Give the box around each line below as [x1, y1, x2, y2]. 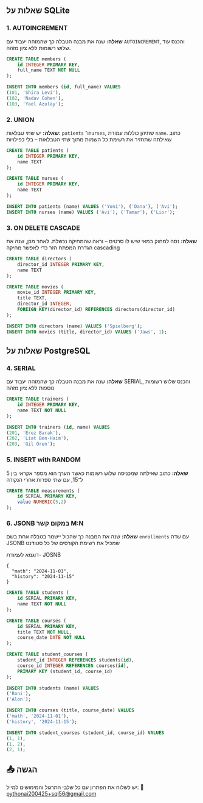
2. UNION [6, 115, 35, 124]
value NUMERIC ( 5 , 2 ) [17, 499, 67, 505]
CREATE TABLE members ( [6, 55, 67, 62]
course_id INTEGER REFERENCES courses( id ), [17, 662, 129, 669]
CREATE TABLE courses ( [6, 618, 67, 624]
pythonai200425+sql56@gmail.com [6, 790, 97, 798]
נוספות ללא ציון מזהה [6, 384, 55, 391]
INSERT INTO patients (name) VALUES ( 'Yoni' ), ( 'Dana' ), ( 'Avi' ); [6, 203, 178, 210]
